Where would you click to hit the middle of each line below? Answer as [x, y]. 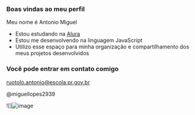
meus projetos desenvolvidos [52, 53]
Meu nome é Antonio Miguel [42, 22]
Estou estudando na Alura [48, 34]
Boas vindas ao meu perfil [46, 9]
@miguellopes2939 [31, 94]
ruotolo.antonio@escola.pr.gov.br [48, 82]
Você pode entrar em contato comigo [62, 69]
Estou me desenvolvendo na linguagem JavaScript [79, 41]
